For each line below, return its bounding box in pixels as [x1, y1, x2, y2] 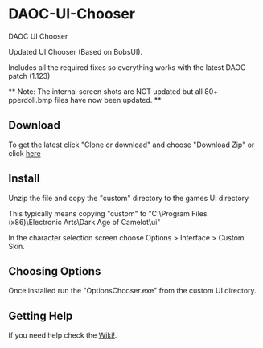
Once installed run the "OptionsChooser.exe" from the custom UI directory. [8, 286, 257, 296]
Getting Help [8, 309, 73, 322]
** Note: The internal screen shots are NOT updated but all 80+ [8, 86, 219, 96]
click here [8, 148, 42, 158]
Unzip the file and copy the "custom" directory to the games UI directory [8, 193, 249, 203]
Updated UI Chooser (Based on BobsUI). [8, 47, 143, 56]
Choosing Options [8, 264, 101, 278]
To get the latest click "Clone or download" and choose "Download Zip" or [8, 140, 255, 149]
